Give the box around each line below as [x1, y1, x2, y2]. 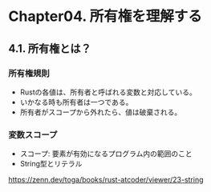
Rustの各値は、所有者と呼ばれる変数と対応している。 [19, 87, 197, 97]
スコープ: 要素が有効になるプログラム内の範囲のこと [19, 149, 193, 158]
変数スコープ [8, 129, 58, 140]
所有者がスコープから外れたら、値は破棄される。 [19, 107, 182, 117]
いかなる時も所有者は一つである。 [19, 97, 133, 106]
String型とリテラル [19, 159, 83, 169]
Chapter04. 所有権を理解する [8, 7, 203, 26]
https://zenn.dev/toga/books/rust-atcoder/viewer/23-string [8, 175, 204, 185]
